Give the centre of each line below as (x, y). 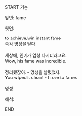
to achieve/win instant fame (33, 38)
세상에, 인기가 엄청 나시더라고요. (36, 55)
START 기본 (17, 7)
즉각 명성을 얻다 (20, 44)
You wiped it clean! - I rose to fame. (41, 77)
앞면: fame (15, 18)
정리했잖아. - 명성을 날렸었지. (33, 72)
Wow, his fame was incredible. (36, 61)
